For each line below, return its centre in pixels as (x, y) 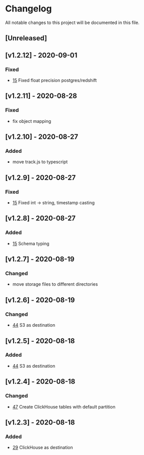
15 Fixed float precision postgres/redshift (54, 80)
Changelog (28, 9)
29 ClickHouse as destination (43, 448)
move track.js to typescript (40, 162)
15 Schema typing (31, 243)
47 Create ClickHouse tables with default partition (64, 407)
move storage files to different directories (55, 284)
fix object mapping (32, 121)
